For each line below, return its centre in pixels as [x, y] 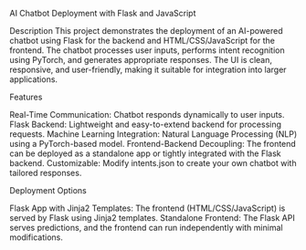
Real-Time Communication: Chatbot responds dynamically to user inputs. [147, 115]
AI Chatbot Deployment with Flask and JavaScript [103, 13]
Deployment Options [48, 190]
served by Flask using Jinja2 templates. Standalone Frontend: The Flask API [152, 218]
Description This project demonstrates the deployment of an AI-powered [146, 31]
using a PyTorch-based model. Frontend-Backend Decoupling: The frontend [153, 144]
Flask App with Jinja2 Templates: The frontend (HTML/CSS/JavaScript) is [148, 208]
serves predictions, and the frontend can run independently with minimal [146, 228]
